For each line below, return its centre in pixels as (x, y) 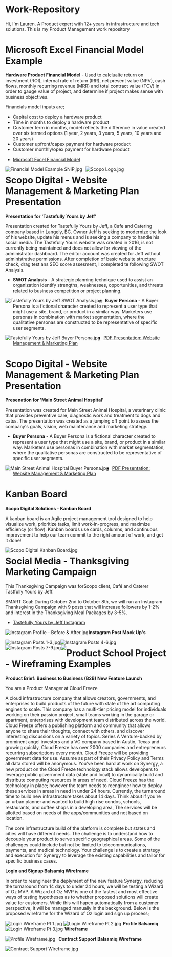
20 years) (23, 138)
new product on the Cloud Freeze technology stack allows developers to (82, 769)
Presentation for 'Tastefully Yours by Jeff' (51, 216)
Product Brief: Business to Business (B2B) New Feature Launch (74, 678)
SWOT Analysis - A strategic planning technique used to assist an (83, 280)
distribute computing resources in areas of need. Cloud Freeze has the (80, 780)
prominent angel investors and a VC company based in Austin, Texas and (82, 742)
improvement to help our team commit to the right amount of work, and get (84, 534)
